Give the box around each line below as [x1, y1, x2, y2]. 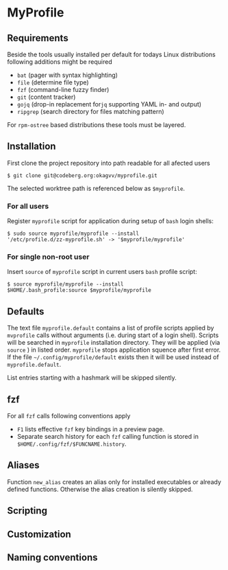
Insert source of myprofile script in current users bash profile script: [7, 268, 197, 276]
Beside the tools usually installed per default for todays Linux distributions [7, 50, 216, 58]
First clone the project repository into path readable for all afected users [7, 159, 210, 167]
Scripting [7, 505, 48, 516]
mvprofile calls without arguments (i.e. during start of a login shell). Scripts [7, 331, 219, 339]
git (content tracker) [16, 93, 76, 101]
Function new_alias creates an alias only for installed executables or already [7, 477, 221, 486]
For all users [7, 201, 49, 211]
